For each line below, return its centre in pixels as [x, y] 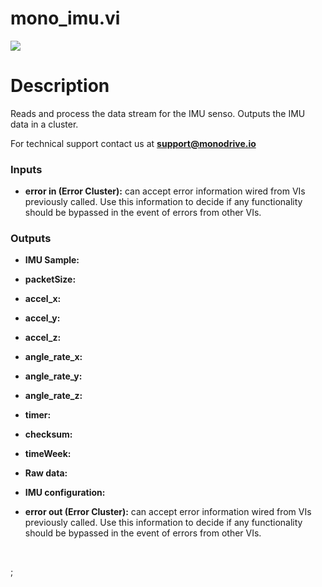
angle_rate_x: [53, 357]
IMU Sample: [52, 260]
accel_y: [42, 318]
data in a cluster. [44, 124]
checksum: [48, 434]
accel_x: [43, 299]
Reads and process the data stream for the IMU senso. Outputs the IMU [158, 113]
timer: [38, 415]
